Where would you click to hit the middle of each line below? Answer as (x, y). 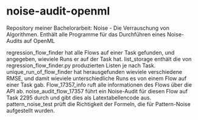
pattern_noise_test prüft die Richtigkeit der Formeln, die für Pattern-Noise (98, 104)
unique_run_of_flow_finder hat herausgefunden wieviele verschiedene (94, 72)
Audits (14, 41)
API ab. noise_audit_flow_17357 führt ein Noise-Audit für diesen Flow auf (97, 91)
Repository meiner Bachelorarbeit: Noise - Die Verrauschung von (88, 28)
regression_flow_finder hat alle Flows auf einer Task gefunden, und (90, 52)
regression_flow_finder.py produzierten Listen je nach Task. (81, 65)
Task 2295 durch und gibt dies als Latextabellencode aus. (79, 98)
